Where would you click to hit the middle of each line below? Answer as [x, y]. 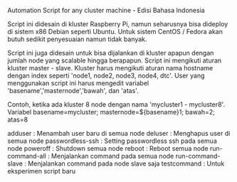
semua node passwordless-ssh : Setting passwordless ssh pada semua [112, 141]
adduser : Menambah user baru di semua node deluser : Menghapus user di [119, 133]
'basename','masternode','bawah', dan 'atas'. [73, 91]
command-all [27, 156]
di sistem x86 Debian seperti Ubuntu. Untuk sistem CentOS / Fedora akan [115, 32]
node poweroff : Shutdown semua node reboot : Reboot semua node [108, 148]
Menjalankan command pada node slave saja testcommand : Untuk [126, 164]
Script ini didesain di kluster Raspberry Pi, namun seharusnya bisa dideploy [118, 24]
